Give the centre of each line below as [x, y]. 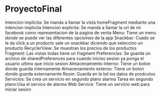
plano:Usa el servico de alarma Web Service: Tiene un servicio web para [77, 84]
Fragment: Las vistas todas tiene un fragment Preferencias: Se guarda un [78, 53]
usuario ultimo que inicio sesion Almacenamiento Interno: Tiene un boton [78, 64]
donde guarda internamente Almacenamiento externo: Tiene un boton [74, 68]
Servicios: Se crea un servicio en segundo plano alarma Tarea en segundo [79, 79]
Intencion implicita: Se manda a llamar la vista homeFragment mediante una [80, 22]
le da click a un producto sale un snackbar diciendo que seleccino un [74, 43]
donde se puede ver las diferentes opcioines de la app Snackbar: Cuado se [80, 38]
